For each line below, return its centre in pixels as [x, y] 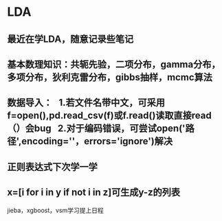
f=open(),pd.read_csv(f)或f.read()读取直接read [109, 116]
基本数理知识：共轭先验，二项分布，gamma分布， [114, 64]
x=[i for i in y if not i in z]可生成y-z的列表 [94, 193]
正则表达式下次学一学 [52, 166]
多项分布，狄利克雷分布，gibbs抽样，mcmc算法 [110, 77]
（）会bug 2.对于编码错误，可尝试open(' [96, 129]
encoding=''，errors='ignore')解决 [97, 141]
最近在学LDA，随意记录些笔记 [70, 39]
